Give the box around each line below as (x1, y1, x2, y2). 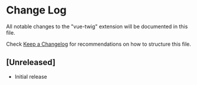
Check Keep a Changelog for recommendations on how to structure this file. (6, 40, 192, 47)
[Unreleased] (6, 57, 56, 67)
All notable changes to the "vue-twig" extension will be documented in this (6, 23, 188, 30)
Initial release (14, 73, 47, 80)
